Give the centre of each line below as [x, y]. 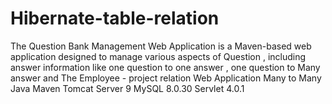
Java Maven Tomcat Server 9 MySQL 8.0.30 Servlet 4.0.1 [127, 88]
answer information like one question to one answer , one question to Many [165, 67]
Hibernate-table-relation [115, 18]
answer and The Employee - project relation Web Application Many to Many [166, 78]
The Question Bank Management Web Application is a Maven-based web [161, 46]
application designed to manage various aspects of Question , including [158, 56]
